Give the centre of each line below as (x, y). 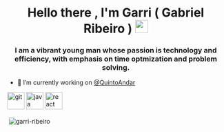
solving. (116, 68)
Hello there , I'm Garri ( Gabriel (116, 13)
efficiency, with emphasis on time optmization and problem (116, 59)
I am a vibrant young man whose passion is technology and (116, 50)
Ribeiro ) (108, 29)
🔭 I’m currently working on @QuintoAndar (76, 83)
